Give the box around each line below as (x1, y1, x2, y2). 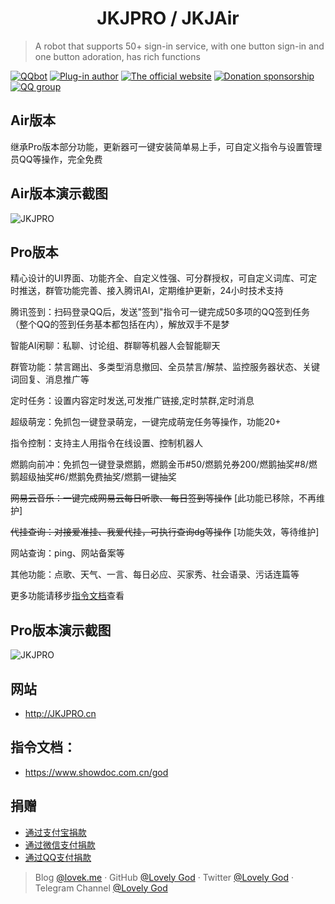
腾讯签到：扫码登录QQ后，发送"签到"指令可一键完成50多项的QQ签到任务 (10, 306, 310, 318)
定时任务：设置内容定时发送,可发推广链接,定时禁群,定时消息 (10, 395, 255, 407)
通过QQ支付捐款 (24, 851, 92, 863)
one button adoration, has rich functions (34, 50, 201, 62)
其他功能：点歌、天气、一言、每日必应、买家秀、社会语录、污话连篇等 (10, 568, 300, 581)
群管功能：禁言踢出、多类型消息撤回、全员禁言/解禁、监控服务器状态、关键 (10, 361, 321, 373)
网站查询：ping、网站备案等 (10, 547, 125, 559)
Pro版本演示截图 (10, 622, 112, 639)
